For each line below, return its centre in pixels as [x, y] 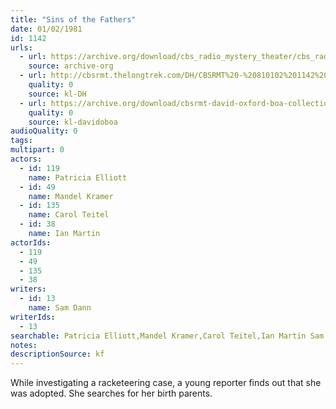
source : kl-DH [57, 94]
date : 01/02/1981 [46, 29]
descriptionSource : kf [57, 354]
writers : [28, 289]
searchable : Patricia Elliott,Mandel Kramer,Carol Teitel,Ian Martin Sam [167, 336]
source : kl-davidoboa [73, 122]
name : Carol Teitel [69, 215]
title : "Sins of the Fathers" [73, 19]
